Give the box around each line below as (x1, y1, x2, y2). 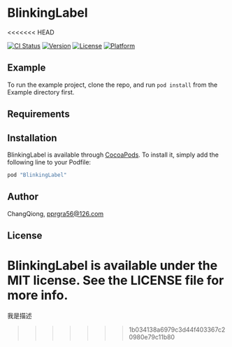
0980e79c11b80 (129, 332, 175, 341)
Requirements (7, 108, 70, 120)
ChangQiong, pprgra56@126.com (7, 209, 104, 218)
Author (7, 191, 38, 203)
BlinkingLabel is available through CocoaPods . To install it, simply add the (7, 150, 219, 159)
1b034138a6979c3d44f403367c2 (129, 325, 226, 334)
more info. (7, 288, 68, 304)
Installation (7, 132, 57, 144)
